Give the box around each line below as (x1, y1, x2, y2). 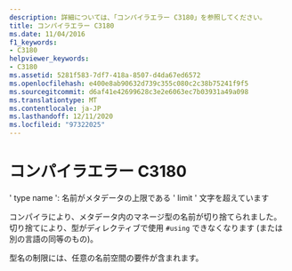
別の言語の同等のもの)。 (9, 233, 99, 244)
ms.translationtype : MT (9, 95, 98, 105)
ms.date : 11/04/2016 (9, 29, 86, 38)
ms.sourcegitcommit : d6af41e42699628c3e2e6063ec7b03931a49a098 (9, 87, 249, 96)
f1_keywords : (9, 37, 58, 47)
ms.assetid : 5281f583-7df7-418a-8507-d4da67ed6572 (9, 71, 201, 80)
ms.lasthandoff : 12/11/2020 (9, 112, 114, 121)
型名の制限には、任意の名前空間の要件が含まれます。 (9, 252, 204, 263)
